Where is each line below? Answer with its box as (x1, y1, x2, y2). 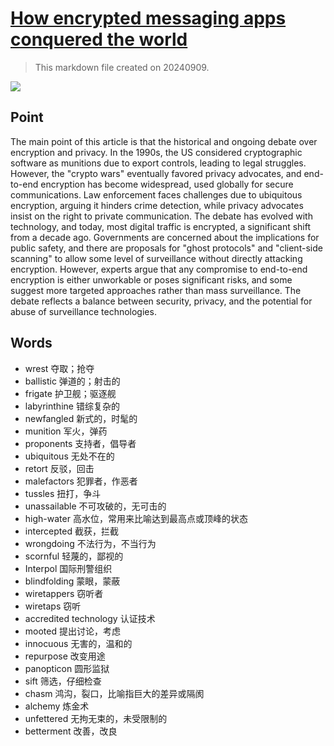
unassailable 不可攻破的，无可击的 (24, 500, 167, 512)
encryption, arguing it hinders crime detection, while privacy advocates (10, 199, 304, 211)
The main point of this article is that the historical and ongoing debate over (10, 135, 318, 147)
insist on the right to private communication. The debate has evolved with (10, 210, 313, 222)
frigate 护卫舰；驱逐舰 (24, 387, 117, 399)
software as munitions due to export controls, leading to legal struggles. (10, 157, 307, 169)
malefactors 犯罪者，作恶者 (24, 475, 138, 487)
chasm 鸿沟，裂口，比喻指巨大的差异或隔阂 (24, 687, 205, 699)
